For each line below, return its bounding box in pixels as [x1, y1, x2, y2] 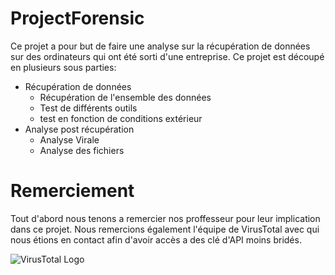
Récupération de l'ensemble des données [39, 91, 212, 103]
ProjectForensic [10, 7, 145, 30]
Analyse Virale [39, 133, 100, 146]
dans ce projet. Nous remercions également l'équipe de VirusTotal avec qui [10, 223, 320, 235]
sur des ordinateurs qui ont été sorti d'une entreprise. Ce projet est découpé [10, 50, 325, 62]
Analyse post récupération [24, 123, 135, 135]
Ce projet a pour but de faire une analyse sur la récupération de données [10, 40, 311, 52]
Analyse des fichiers [39, 144, 125, 156]
